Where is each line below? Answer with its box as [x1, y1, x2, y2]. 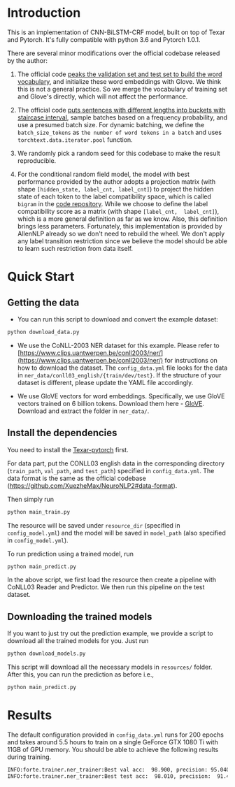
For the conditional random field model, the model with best [17, 170, 190, 178]
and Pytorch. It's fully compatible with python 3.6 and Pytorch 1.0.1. [7, 35, 201, 43]
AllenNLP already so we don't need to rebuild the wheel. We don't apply [17, 229, 225, 238]
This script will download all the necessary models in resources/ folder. [7, 663, 213, 672]
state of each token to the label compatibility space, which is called [17, 192, 212, 201]
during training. [7, 753, 52, 761]
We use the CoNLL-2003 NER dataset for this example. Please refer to [17, 341, 220, 349]
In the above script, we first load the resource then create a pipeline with [7, 575, 217, 584]
